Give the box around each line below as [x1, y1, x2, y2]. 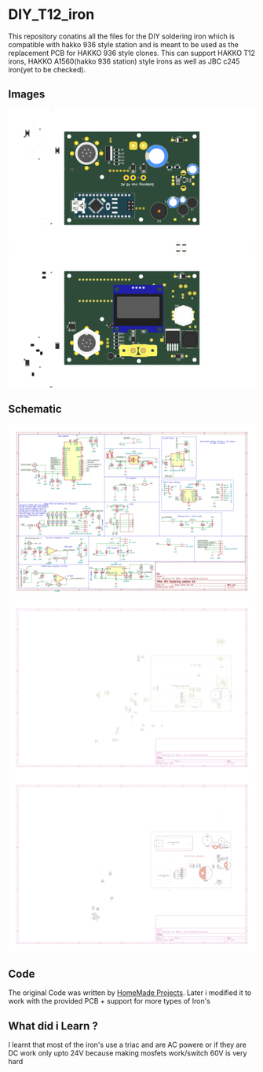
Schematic [8, 402, 62, 416]
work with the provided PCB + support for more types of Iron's [8, 997, 210, 1006]
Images [8, 88, 46, 101]
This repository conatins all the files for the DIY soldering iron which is [8, 31, 236, 41]
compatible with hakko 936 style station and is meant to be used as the [8, 39, 239, 49]
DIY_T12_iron [8, 6, 95, 24]
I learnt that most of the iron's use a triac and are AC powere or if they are [8, 1040, 247, 1050]
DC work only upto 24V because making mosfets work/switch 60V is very [8, 1048, 247, 1058]
